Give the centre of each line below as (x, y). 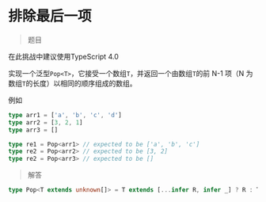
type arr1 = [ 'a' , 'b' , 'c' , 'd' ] (65, 115)
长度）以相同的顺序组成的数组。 (85, 83)
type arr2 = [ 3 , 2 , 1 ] (46, 122)
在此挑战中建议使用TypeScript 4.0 (63, 56)
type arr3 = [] (33, 130)
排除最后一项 (50, 16)
